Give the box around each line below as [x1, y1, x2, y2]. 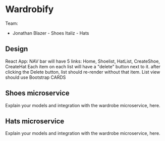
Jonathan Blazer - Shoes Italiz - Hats [12, 30, 89, 36]
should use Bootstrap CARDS [5, 74, 66, 80]
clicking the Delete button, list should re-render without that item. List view [5, 69, 160, 75]
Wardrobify [5, 4, 54, 15]
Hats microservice [5, 117, 65, 125]
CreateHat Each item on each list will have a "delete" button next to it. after [5, 63, 160, 69]
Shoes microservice [5, 89, 70, 98]
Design [5, 44, 28, 54]
